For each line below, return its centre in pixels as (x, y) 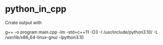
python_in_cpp (36, 9)
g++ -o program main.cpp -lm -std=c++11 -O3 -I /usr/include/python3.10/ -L (82, 32)
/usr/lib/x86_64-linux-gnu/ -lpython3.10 (44, 37)
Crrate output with (23, 22)
